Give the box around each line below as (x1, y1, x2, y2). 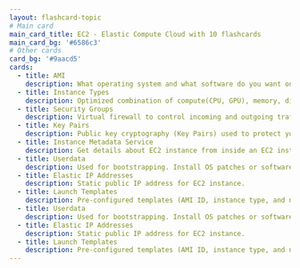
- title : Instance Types (17, 88, 110, 96)
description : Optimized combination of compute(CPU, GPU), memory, (25, 96, 281, 105)
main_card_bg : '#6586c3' (9, 38, 102, 47)
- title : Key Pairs (17, 121, 90, 130)
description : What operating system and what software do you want (25, 80, 281, 88)
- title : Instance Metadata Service (17, 138, 154, 147)
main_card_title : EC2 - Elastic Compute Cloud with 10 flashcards (9, 29, 262, 38)
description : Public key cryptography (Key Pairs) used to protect (25, 130, 281, 138)
